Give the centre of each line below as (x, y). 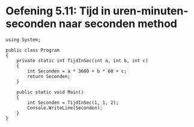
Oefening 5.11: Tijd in (58, 11)
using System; (23, 40)
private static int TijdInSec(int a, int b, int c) (82, 61)
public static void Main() (50, 92)
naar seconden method (118, 24)
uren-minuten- (150, 11)
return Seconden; (49, 76)
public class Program (33, 50)
